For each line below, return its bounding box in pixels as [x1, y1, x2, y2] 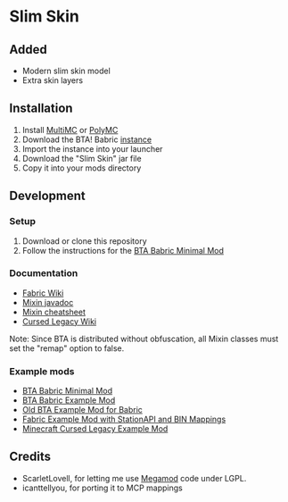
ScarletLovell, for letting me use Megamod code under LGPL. [21, 473, 247, 483]
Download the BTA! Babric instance [21, 134, 152, 145]
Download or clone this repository [21, 235, 147, 247]
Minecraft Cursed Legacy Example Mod [21, 423, 169, 434]
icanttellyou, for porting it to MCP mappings [21, 482, 183, 493]
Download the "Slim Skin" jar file [21, 153, 142, 163]
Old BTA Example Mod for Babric [21, 405, 143, 415]
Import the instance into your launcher [21, 143, 163, 154]
